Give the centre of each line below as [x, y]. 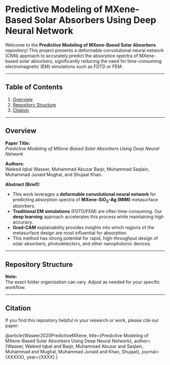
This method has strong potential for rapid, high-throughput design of [85, 238]
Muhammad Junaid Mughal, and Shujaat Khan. [54, 174]
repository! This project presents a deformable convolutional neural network [85, 50]
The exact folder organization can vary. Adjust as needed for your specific [83, 282]
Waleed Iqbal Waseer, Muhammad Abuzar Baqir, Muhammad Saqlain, [77, 169]
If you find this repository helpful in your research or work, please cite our [82, 320]
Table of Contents [34, 87]
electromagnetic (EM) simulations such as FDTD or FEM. [64, 66]
